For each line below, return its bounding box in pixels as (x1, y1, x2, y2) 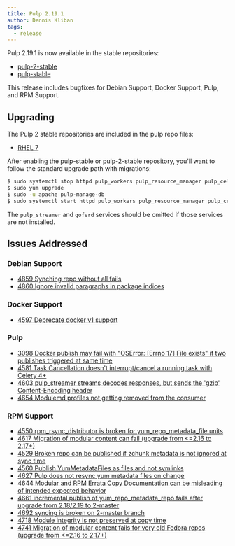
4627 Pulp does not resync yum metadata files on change (17, 472, 185, 480)
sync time (17, 456, 46, 465)
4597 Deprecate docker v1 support (17, 316, 118, 324)
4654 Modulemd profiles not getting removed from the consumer (17, 393, 206, 402)
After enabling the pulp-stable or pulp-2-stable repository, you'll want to (7, 157, 215, 165)
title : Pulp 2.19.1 (7, 10, 64, 17)
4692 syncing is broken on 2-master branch (17, 509, 145, 517)
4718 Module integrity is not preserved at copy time (17, 516, 166, 525)
